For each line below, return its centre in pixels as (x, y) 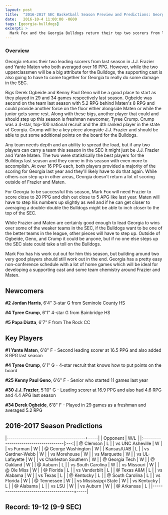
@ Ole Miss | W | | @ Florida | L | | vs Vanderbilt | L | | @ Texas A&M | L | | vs (84, 470)
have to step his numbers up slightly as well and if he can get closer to (78, 202)
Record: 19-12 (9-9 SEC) (43, 507)
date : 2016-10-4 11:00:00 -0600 (41, 19)
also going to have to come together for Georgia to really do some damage (82, 78)
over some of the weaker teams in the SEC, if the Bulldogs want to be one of (84, 228)
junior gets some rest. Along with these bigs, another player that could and (82, 114)
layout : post (19, 10)
